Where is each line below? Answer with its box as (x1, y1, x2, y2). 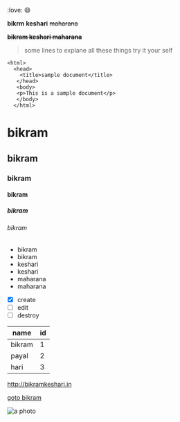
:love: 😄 (7, 6, 31, 14)
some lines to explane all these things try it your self (24, 46, 173, 54)
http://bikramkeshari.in (7, 380, 72, 388)
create (17, 295, 36, 304)
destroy (17, 311, 39, 319)
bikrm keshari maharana (7, 19, 78, 27)
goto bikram (7, 393, 42, 401)
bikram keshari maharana (7, 33, 82, 41)
